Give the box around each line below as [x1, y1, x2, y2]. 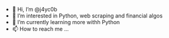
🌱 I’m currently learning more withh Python [12, 19, 120, 25]
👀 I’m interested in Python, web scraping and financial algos [12, 12, 163, 19]
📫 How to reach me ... [12, 25, 69, 33]
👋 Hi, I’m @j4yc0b [12, 6, 57, 13]
